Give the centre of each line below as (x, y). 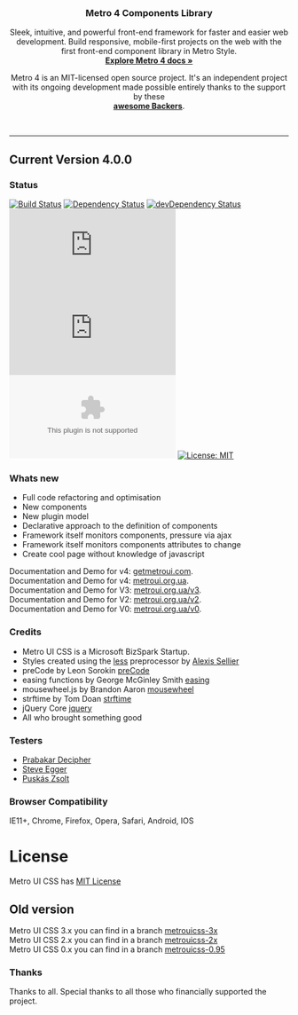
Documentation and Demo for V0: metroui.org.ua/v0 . (106, 609)
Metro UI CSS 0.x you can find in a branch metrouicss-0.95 (118, 949)
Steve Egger (44, 769)
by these (149, 97)
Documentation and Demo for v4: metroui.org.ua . (99, 581)
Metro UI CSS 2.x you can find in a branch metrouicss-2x (114, 940)
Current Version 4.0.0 (71, 159)
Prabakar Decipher (56, 759)
